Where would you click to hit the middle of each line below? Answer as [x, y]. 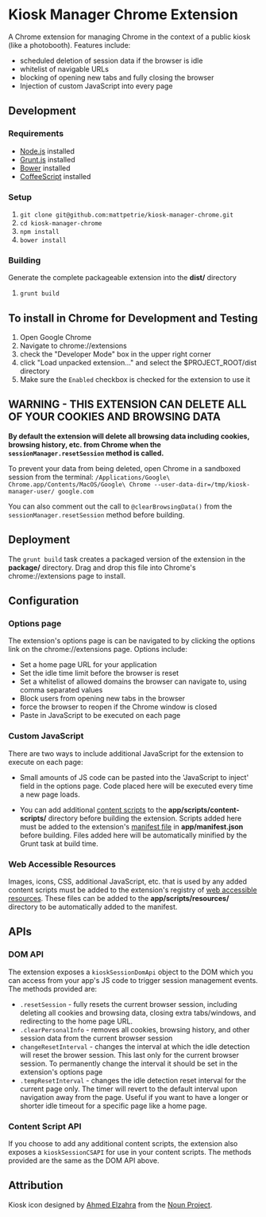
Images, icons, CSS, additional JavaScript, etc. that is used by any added [128, 881]
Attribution [36, 1186]
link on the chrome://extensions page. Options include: [98, 649]
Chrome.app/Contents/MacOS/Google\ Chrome [79, 484]
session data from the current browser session [96, 1038]
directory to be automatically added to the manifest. [93, 907]
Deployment [39, 540]
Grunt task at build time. [59, 843]
